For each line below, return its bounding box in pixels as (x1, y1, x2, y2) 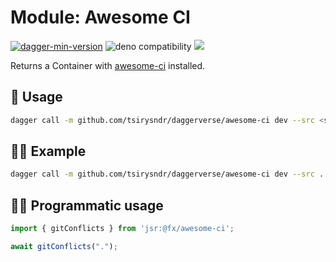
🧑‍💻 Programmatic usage (10, 197, 164, 214)
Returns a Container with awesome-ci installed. (10, 59, 206, 71)
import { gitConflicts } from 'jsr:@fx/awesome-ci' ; (10, 224, 235, 234)
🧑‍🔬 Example (10, 143, 87, 160)
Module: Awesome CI (10, 6, 191, 29)
